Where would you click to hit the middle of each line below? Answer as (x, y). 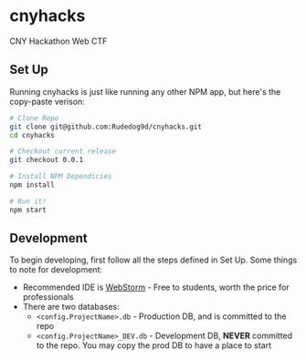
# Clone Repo (34, 118)
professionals (48, 297)
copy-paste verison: (47, 101)
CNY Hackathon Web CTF (58, 41)
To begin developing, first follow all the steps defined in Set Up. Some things (153, 260)
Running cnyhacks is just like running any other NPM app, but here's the (145, 91)
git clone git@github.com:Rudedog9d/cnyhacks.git (106, 127)
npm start (28, 210)
